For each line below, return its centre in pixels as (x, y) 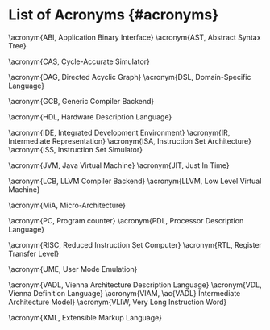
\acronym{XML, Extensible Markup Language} (85, 317)
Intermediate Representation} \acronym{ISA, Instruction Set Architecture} (130, 141)
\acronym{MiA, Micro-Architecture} (67, 205)
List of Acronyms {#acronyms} (114, 15)
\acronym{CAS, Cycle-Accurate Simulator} (79, 61)
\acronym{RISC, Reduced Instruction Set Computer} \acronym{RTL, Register (135, 244)
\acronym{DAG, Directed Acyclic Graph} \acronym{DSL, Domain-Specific (130, 77)
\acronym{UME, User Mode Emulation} (73, 269)
